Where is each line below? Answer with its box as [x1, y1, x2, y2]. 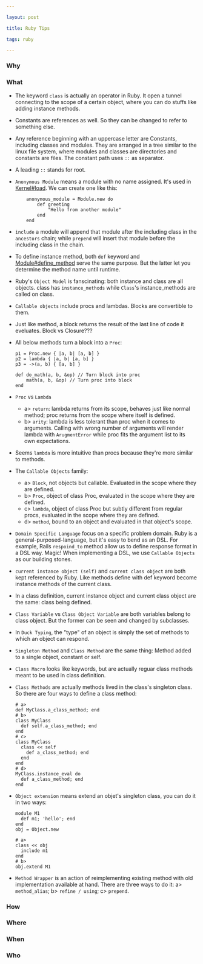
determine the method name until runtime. [15, 265, 121, 273]
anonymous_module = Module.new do [26, 196, 113, 202]
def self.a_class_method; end [21, 722, 97, 729]
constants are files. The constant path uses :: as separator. [15, 154, 165, 161]
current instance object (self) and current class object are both [15, 567, 186, 575]
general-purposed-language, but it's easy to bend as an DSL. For [15, 536, 178, 543]
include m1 [21, 847, 48, 854]
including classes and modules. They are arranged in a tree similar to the [15, 141, 197, 148]
